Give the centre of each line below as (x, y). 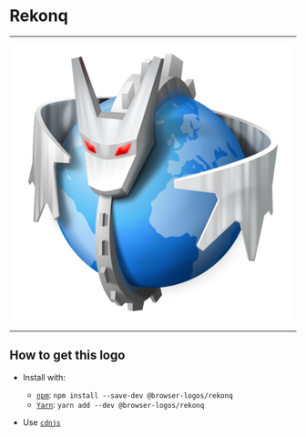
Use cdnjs (41, 422)
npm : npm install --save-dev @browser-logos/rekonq (135, 395)
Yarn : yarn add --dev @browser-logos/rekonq (120, 404)
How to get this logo (67, 356)
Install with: (44, 377)
